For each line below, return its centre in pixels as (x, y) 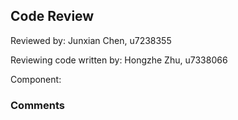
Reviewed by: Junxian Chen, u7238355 (91, 40)
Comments (37, 105)
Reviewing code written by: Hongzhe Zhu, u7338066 (119, 60)
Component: (36, 79)
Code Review (52, 16)
